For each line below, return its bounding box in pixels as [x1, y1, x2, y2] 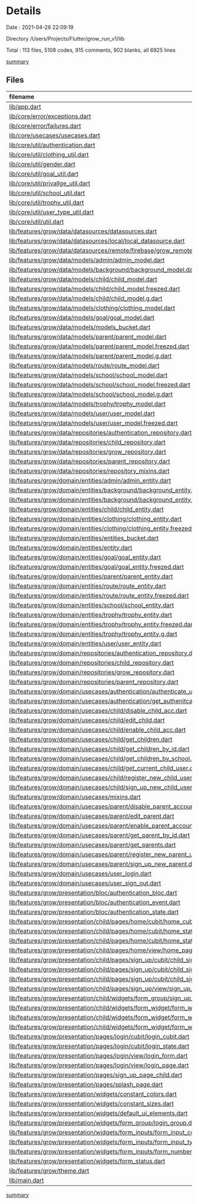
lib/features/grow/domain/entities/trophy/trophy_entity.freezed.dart [9, 620, 196, 628]
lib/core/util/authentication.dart [9, 140, 95, 149]
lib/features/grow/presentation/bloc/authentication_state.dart [9, 907, 179, 916]
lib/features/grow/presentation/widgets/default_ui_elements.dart [9, 1109, 188, 1117]
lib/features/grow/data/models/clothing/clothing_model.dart [9, 304, 176, 312]
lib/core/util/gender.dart [9, 160, 75, 168]
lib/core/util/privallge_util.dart [9, 179, 91, 187]
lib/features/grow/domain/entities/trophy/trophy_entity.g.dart [9, 629, 178, 638]
